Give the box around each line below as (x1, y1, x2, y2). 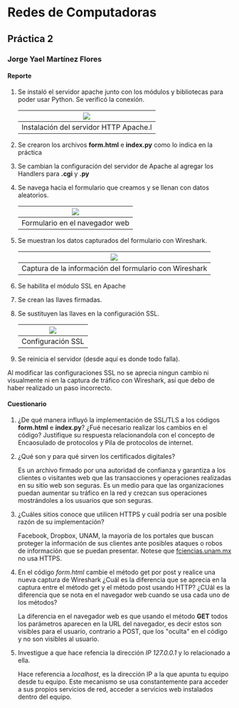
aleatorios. (17, 190, 49, 199)
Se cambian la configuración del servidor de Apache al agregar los (17, 162, 214, 170)
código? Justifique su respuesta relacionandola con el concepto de (17, 430, 216, 439)
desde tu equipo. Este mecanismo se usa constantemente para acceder (17, 677, 229, 686)
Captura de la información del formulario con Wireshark (21, 263, 208, 273)
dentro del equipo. (17, 692, 73, 701)
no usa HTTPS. (17, 553, 63, 563)
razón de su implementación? (17, 517, 105, 526)
